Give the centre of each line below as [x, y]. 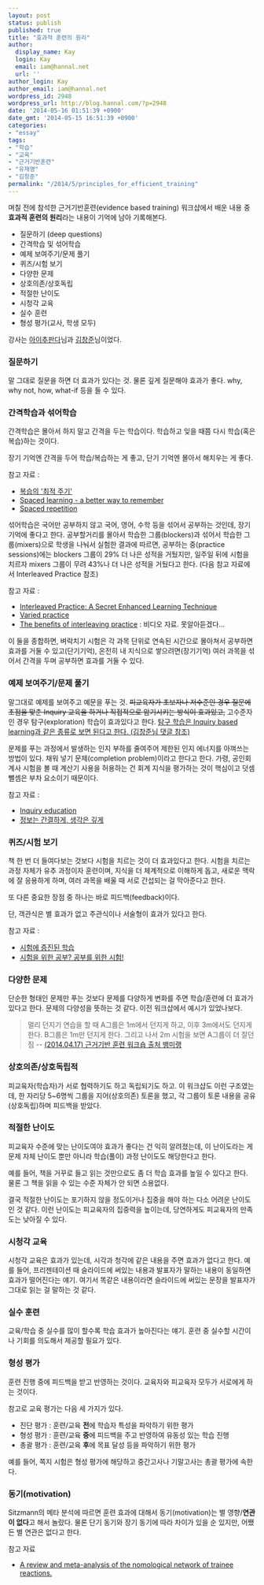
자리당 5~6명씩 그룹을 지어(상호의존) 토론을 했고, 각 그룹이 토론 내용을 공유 [141, 1096]
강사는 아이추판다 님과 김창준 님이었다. [65, 339]
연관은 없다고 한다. [53, 1532]
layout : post [29, 15]
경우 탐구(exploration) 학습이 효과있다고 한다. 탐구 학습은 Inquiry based [127, 721]
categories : [27, 125]
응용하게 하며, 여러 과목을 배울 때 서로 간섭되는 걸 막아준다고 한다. [125, 880]
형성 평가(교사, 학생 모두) [58, 322]
